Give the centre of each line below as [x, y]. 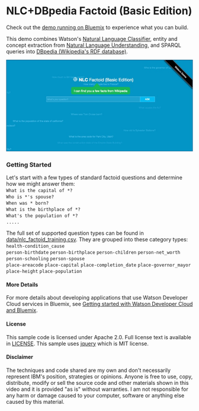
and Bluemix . [22, 310]
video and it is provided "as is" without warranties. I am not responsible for [97, 389]
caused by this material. [35, 402]
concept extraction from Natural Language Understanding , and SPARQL [94, 45]
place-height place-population [44, 272]
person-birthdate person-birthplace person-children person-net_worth [93, 253]
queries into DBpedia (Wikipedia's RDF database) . [67, 51]
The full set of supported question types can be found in [75, 233]
